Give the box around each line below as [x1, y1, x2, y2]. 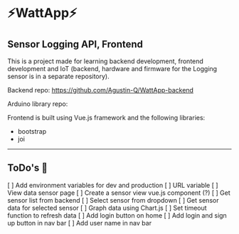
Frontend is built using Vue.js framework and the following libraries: [7, 114, 206, 122]
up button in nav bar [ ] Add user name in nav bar [7, 218, 152, 227]
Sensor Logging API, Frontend [7, 38, 144, 50]
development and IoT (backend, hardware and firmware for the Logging [7, 65, 218, 73]
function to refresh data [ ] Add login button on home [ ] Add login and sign [7, 211, 228, 220]
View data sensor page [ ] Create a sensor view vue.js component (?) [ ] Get [7, 188, 231, 197]
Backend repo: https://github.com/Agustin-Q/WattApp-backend [7, 86, 194, 94]
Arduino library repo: [7, 100, 68, 108]
